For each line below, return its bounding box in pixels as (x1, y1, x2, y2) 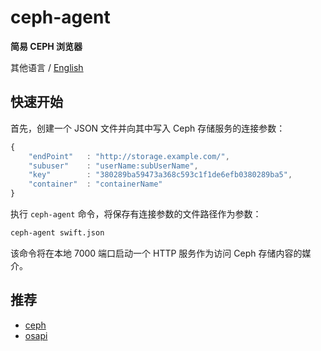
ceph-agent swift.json (10, 228, 105, 238)
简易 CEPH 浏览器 (10, 40, 83, 52)
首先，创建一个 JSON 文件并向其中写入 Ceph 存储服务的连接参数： (10, 122, 286, 134)
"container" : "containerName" (28, 179, 163, 190)
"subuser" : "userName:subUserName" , (28, 161, 199, 171)
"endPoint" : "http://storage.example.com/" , (28, 151, 230, 161)
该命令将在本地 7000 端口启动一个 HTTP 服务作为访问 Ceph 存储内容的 (10, 247, 303, 259)
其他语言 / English (10, 61, 84, 73)
